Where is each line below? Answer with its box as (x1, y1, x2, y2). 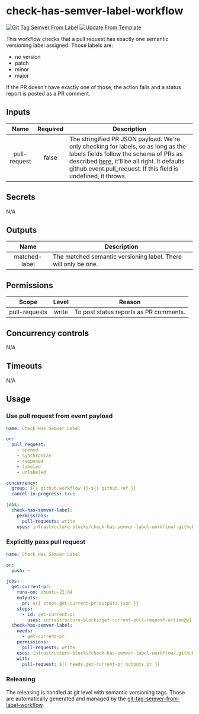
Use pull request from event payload (6, 412, 113, 420)
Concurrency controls (6, 328, 89, 338)
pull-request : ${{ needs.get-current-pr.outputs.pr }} (21, 661, 161, 667)
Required (37, 125, 64, 133)
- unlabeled (17, 469, 46, 475)
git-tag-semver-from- (127, 695, 181, 702)
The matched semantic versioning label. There (53, 252, 182, 261)
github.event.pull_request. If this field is (69, 165, 179, 173)
